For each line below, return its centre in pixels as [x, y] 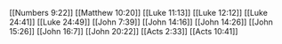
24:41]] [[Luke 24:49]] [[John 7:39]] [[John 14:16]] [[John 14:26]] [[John [141, 22]
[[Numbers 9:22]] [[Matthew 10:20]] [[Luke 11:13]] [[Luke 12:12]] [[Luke [139, 13]
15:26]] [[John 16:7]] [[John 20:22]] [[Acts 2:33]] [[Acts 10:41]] [124, 31]
